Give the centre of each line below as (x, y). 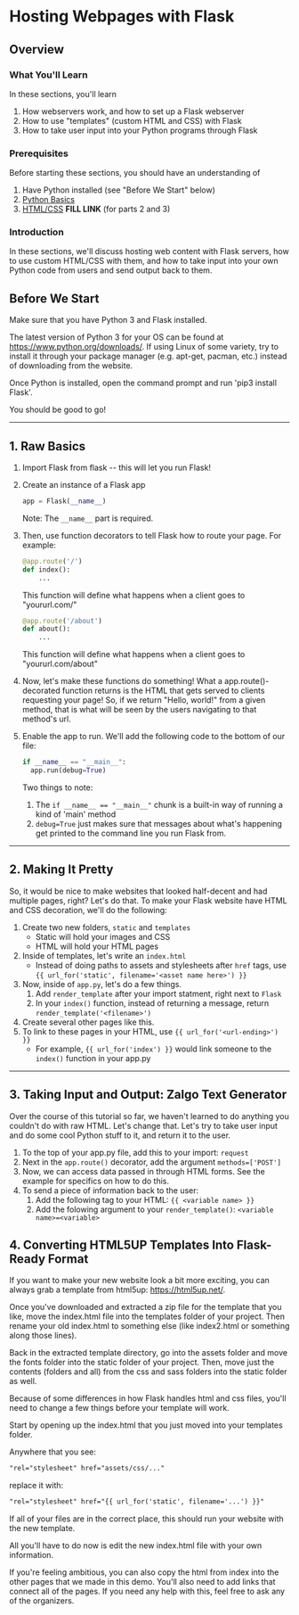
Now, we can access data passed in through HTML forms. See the (143, 1171)
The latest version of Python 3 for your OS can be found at (117, 337)
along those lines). (43, 1336)
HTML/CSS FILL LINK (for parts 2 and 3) (96, 209)
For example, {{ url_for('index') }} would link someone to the (154, 1049)
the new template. (42, 1528)
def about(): (46, 629)
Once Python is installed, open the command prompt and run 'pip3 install (143, 383)
